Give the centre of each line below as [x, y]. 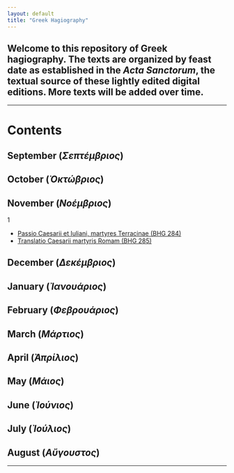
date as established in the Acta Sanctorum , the [111, 70]
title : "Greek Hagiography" [48, 20]
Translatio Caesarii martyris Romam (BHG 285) [84, 241]
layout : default [31, 14]
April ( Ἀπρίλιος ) [43, 358]
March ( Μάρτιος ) [46, 334]
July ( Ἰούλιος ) [39, 429]
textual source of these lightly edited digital [104, 81]
